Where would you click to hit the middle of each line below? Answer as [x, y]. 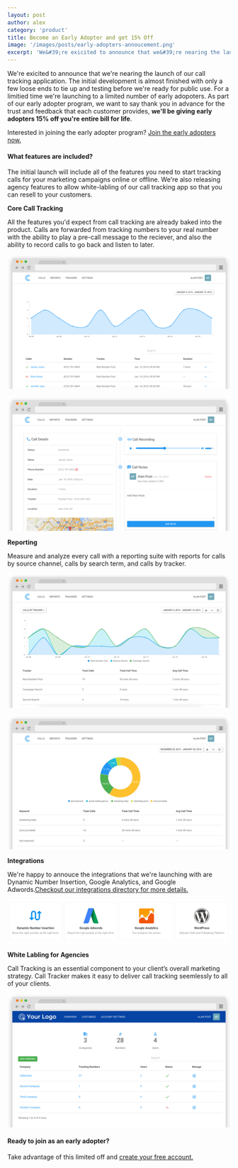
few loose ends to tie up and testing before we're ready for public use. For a [118, 88]
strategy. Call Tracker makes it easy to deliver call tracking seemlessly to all [118, 976]
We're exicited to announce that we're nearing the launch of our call [106, 73]
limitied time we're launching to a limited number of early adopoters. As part [118, 96]
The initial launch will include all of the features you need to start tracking [114, 172]
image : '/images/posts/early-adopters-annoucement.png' [91, 45]
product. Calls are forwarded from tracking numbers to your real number [113, 230]
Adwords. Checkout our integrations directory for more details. [98, 890]
